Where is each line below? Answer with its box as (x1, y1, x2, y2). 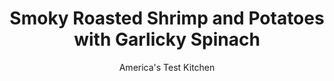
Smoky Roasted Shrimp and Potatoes (9, 7, 325, 30)
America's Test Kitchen (118, 61, 216, 73)
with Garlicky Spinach (73, 28, 261, 51)
